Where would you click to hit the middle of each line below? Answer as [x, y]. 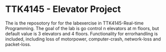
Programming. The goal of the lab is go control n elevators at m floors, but [82, 28]
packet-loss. [18, 44]
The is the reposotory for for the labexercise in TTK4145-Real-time [74, 23]
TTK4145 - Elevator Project [63, 9]
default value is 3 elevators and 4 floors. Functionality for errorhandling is [81, 33]
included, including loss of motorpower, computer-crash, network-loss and [83, 39]
